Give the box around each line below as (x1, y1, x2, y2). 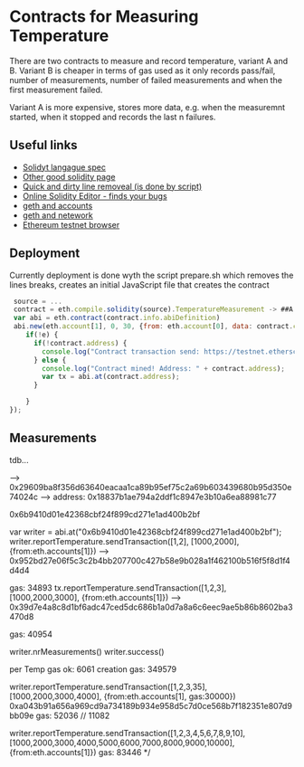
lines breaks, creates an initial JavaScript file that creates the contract (9, 279, 270, 290)
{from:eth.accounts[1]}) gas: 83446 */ (9, 746, 151, 757)
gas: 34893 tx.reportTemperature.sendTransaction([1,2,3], (9, 582, 227, 593)
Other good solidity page (22, 171, 116, 182)
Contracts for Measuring (9, 6, 199, 27)
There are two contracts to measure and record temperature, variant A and (9, 55, 289, 66)
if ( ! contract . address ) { (33, 338, 128, 347)
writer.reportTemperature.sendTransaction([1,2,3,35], (9, 681, 208, 692)
